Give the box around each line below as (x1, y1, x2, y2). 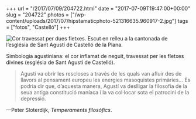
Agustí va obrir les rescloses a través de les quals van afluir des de (20, 70, 182, 77)
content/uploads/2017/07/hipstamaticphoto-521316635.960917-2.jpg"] (6, 18, 177, 24)
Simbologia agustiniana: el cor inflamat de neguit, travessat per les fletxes (6, 53, 184, 59)
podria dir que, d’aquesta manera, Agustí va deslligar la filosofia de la (20, 83, 187, 90)
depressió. (20, 95, 46, 102)
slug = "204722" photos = (6, 11, 69, 18)
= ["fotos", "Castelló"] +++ (6, 23, 70, 30)
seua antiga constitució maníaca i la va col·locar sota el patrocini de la (20, 89, 190, 96)
